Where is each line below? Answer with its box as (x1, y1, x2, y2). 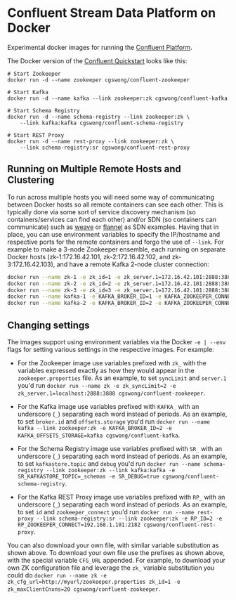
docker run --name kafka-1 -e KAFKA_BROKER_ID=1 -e (7, 293, 162, 300)
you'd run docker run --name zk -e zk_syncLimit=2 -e (17, 381, 176, 389)
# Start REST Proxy (7, 131, 65, 138)
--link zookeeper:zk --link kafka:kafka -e (46, 467, 176, 474)
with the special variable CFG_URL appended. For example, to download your (7, 556, 226, 564)
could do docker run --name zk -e (7, 570, 107, 579)
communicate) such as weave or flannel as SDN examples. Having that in (7, 223, 219, 231)
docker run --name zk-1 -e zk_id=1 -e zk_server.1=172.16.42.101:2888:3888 (7, 273, 234, 280)
